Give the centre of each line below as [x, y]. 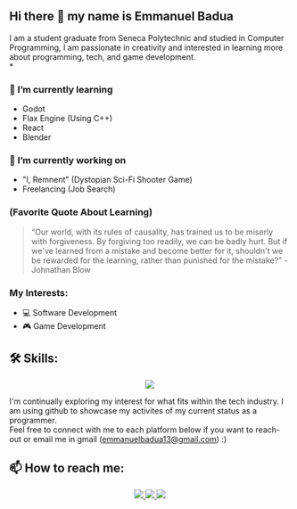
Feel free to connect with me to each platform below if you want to [132, 430]
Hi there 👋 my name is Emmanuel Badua [121, 16]
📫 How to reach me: [67, 468]
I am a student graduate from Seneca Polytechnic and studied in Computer [147, 37]
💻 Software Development [70, 312]
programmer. [33, 420]
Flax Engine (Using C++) [67, 119]
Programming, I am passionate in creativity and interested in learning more [146, 47]
